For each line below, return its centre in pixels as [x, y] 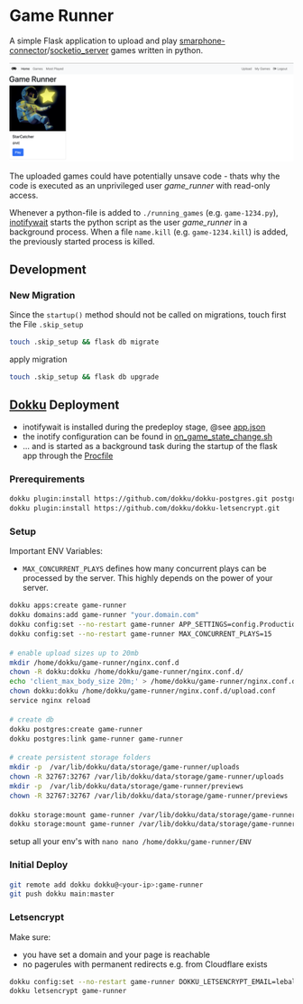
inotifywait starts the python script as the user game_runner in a [129, 222]
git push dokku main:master [62, 894]
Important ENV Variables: [56, 551]
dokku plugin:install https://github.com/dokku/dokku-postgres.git [139, 499]
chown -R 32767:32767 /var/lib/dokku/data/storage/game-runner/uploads [147, 777]
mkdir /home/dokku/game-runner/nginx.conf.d [94, 663]
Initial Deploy [39, 865]
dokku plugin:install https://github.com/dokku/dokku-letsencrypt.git [145, 509]
